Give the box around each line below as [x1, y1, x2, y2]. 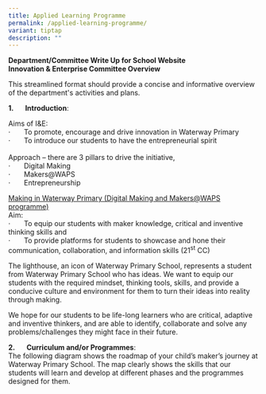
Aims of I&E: [8, 119, 48, 128]
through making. [8, 295, 62, 304]
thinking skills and [8, 228, 67, 237]
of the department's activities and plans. [8, 88, 141, 98]
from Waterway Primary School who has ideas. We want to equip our [8, 269, 234, 279]
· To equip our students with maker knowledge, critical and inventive [8, 219, 244, 228]
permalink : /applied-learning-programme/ [8, 19, 148, 27]
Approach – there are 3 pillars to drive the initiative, [8, 153, 175, 162]
